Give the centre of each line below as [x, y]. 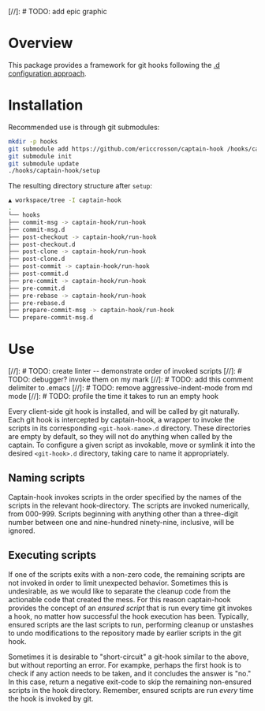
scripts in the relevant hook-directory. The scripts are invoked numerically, [129, 505]
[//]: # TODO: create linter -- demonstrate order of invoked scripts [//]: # [125, 371]
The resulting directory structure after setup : [80, 186]
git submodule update [44, 164]
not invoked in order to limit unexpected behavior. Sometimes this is [118, 583]
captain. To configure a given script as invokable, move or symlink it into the [132, 445]
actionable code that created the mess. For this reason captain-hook [119, 599]
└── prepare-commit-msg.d [50, 318]
